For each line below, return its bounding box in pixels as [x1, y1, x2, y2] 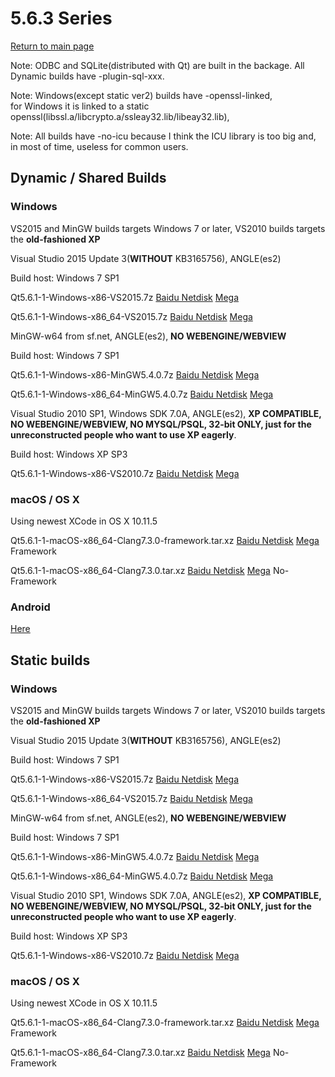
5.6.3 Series [10, 7, 113, 30]
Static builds [10, 652, 91, 669]
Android [10, 600, 51, 614]
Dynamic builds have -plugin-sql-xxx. [10, 70, 165, 82]
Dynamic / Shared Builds [10, 170, 167, 187]
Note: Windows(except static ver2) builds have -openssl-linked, [10, 89, 273, 101]
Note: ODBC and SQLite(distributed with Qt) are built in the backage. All [10, 59, 305, 71]
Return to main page [10, 40, 95, 52]
